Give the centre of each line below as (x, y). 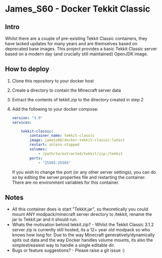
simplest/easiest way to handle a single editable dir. (63, 245)
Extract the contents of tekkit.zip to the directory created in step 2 (78, 99)
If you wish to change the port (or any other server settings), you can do (84, 172)
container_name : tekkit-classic (62, 136)
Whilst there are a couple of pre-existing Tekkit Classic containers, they (76, 38)
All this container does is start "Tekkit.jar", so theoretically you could (80, 209)
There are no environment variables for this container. (66, 182)
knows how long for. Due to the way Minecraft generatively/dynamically (83, 235)
